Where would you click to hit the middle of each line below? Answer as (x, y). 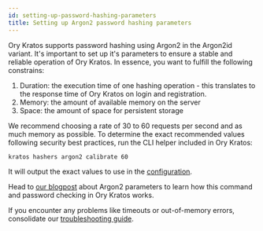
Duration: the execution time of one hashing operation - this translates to (137, 85)
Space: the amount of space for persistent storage (101, 110)
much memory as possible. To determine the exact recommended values (127, 134)
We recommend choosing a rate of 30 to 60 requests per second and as (125, 126)
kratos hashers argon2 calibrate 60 (68, 157)
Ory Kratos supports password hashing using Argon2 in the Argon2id (120, 45)
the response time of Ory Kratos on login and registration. (113, 93)
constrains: (26, 70)
